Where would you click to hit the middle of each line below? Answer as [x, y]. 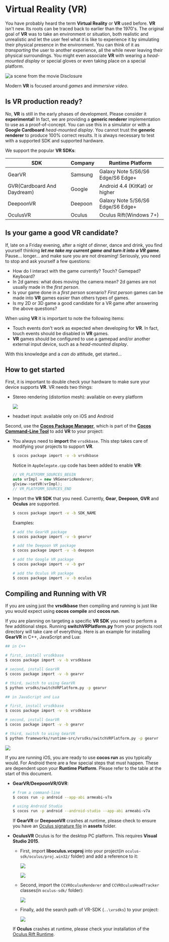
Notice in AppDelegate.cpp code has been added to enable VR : [77, 465]
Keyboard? [24, 276]
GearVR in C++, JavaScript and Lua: [43, 637]
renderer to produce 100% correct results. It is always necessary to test [80, 135]
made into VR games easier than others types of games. [71, 298]
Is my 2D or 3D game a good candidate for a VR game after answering [85, 303]
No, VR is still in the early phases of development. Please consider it [76, 114]
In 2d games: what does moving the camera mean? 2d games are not [84, 282]
